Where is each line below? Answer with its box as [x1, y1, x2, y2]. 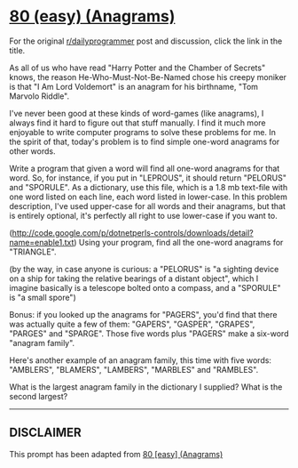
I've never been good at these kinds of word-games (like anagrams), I [9, 108, 264, 118]
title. [9, 44, 26, 55]
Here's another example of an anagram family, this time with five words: [9, 354, 272, 366]
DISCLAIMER [9, 425, 82, 440]
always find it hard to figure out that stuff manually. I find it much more [9, 117, 266, 128]
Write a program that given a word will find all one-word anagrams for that [9, 163, 280, 173]
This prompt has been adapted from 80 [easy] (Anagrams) [9, 448, 223, 459]
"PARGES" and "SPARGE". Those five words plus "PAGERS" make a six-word [9, 327, 289, 339]
